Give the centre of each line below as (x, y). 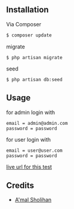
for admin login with (31, 112)
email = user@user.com (34, 150)
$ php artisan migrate (34, 57)
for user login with (29, 139)
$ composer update (29, 35)
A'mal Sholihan (33, 200)
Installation (27, 10)
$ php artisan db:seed (34, 79)
